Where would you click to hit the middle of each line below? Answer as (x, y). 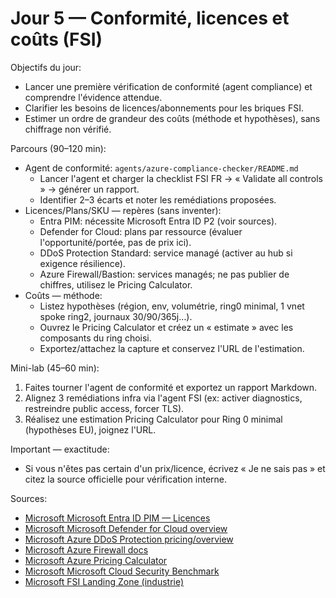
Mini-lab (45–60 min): (55, 368)
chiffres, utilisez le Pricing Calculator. (116, 284)
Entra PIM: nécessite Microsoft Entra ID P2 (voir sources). (158, 221)
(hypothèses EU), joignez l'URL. (90, 429)
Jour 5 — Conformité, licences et (150, 18)
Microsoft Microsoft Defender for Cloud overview (126, 528)
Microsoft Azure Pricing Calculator (96, 560)
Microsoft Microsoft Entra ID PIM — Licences (117, 518)
